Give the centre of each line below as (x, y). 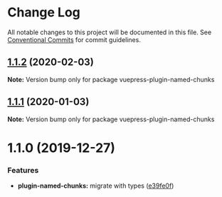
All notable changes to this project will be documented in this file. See (110, 32)
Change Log (44, 12)
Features (23, 170)
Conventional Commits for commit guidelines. (74, 39)
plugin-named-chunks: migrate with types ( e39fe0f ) (96, 186)
